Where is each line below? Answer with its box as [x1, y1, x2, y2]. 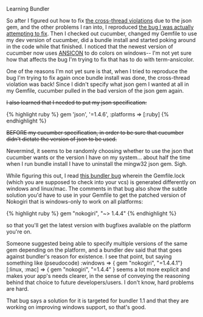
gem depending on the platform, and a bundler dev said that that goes [6, 246, 182, 254]
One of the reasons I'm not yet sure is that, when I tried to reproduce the [6, 68, 188, 75]
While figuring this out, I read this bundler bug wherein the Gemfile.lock [6, 172, 185, 179]
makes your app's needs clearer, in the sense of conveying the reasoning [6, 272, 190, 279]
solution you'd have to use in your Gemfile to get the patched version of [6, 191, 186, 199]
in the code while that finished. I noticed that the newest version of [6, 43, 173, 50]
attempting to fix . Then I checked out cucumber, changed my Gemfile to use [6, 30, 198, 37]
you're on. [6, 228, 32, 235]
